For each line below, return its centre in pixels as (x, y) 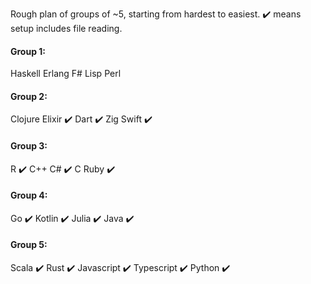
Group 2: (29, 96)
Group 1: (28, 51)
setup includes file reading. (66, 28)
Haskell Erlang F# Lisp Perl (66, 74)
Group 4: (29, 195)
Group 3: (29, 146)
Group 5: (29, 245)
